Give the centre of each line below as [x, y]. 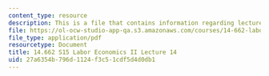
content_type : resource [48, 15]
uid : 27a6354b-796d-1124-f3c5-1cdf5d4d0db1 [82, 60]
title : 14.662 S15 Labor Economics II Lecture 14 [93, 52]
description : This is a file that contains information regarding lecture [136, 23]
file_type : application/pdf [55, 38]
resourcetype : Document [48, 45]
